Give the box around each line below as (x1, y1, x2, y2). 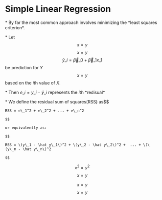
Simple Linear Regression (5, 3, 111, 15)
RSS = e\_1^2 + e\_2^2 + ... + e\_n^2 (5, 108, 84, 113)
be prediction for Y (5, 64, 43, 70)
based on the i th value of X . (5, 80, 61, 86)
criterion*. (5, 24, 25, 30)
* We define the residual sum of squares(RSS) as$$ (5, 99, 109, 104)
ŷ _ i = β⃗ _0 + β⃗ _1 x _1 (62, 57, 103, 63)
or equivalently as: (5, 125, 47, 130)
